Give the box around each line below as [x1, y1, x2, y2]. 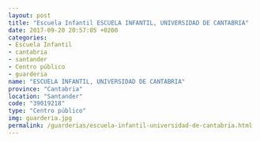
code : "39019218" [8, 99, 66, 107]
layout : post [8, 11, 51, 20]
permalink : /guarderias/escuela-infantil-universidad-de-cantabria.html [8, 121, 253, 129]
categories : [8, 33, 47, 42]
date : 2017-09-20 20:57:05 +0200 [8, 26, 119, 34]
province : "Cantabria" [8, 84, 83, 93]
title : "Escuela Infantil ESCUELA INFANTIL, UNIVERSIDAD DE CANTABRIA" [8, 19, 249, 27]
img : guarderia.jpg [8, 114, 73, 122]
